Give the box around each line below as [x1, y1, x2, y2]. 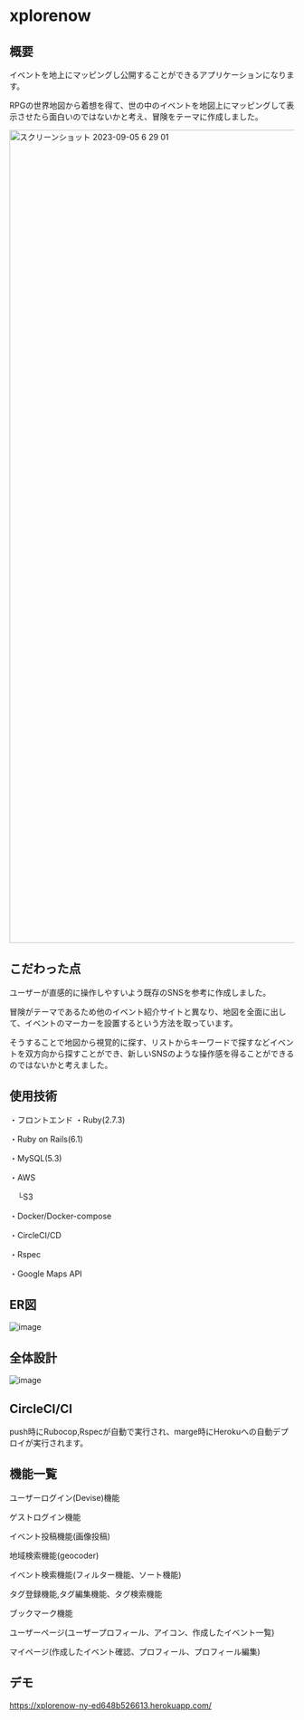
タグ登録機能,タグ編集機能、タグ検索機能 [9, 1588, 163, 1599]
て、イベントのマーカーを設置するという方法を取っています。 [9, 1018, 238, 1028]
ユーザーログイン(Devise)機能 [9, 1492, 120, 1503]
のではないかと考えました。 [9, 1059, 113, 1070]
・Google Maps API [9, 1268, 83, 1279]
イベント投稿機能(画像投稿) [9, 1531, 111, 1542]
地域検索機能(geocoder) [9, 1550, 100, 1561]
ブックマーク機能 [9, 1608, 73, 1619]
